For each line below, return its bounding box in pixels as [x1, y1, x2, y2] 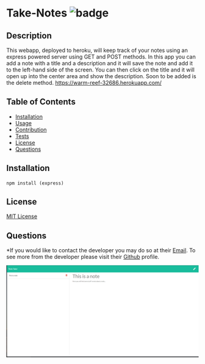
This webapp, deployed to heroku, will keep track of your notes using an [6, 46, 188, 54]
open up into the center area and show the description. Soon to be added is [6, 73, 196, 79]
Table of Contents [6, 96, 76, 107]
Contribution [15, 126, 47, 133]
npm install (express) [6, 180, 64, 186]
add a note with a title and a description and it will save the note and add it [6, 60, 193, 67]
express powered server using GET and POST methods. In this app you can [6, 53, 196, 60]
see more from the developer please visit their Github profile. [6, 253, 160, 261]
